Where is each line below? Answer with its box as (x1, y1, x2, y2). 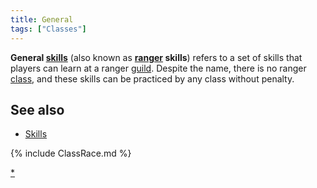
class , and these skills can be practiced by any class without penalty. (10, 72, 295, 85)
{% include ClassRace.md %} (10, 147, 132, 160)
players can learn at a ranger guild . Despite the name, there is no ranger (10, 62, 307, 74)
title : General (10, 14, 74, 25)
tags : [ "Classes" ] (10, 24, 87, 34)
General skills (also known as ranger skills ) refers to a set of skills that (10, 51, 303, 63)
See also (10, 101, 65, 118)
